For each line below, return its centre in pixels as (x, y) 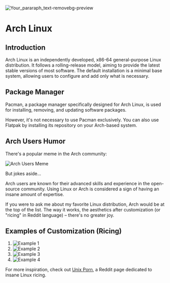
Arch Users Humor (35, 141)
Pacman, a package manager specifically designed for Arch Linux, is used (83, 104)
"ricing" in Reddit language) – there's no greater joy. (60, 215)
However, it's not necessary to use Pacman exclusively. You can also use (82, 120)
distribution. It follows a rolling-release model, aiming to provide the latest (83, 65)
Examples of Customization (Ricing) (64, 231)
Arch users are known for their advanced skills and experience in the (78, 183)
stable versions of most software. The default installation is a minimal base (84, 71)
